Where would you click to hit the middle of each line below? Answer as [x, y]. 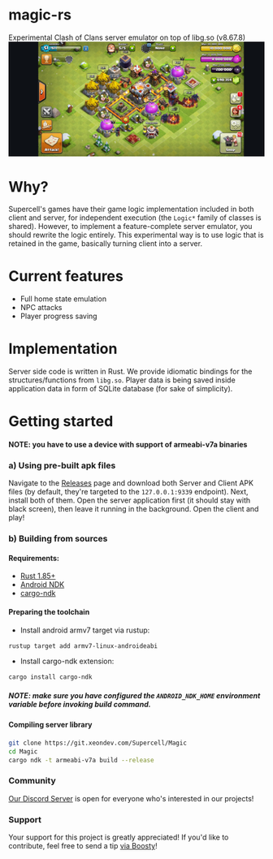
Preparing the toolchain [49, 611]
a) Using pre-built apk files [62, 465]
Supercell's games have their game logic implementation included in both [131, 209]
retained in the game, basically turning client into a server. [106, 244]
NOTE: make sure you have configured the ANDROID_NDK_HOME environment [134, 695]
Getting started [61, 422]
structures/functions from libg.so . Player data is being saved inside [122, 380]
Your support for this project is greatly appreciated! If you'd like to [119, 837]
